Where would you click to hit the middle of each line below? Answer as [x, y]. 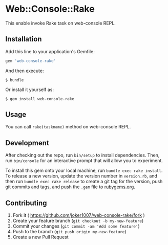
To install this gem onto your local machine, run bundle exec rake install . [84, 171]
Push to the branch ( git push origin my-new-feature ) [69, 232]
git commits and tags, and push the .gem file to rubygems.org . [70, 187]
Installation [24, 39]
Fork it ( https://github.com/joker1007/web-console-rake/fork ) [79, 215]
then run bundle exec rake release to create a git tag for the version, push [84, 182]
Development [27, 143]
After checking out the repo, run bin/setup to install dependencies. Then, [82, 155]
